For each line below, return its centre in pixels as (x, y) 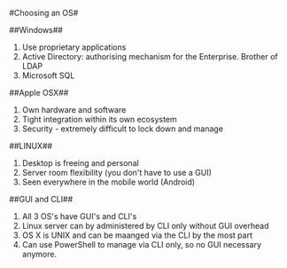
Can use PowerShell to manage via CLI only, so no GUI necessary (142, 244)
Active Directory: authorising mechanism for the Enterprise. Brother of (150, 56)
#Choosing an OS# (44, 13)
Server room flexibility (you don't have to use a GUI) (117, 173)
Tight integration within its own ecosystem (99, 119)
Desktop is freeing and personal (80, 163)
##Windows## (36, 30)
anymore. (39, 254)
